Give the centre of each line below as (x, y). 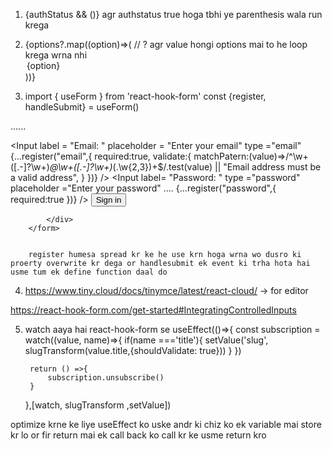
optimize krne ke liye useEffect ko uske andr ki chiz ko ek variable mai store (166, 424)
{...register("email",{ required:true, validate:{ (101, 156)
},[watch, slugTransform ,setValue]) (98, 405)
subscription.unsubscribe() (106, 378)
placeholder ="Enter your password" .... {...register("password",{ (143, 188)
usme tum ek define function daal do (89, 272)
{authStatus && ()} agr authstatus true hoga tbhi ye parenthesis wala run (173, 14)
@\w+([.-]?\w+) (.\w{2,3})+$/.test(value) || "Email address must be (185, 167)
